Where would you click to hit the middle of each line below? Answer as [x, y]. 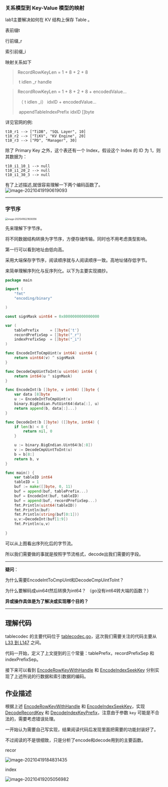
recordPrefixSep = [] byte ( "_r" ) [48, 335]
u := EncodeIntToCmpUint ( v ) [43, 399]
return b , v [26, 459]
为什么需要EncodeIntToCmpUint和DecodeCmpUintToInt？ [64, 580]
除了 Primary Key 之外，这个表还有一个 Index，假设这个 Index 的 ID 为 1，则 [83, 151]
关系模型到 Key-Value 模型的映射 [45, 8]
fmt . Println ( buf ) [32, 510]
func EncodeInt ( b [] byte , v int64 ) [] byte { [52, 390]
